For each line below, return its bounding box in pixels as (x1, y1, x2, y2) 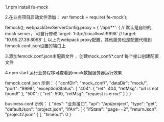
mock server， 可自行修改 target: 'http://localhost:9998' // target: (5, 31, 137, 36)
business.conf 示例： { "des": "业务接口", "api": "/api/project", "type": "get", (5, 101, 158, 106)
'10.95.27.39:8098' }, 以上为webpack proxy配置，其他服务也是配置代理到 (5, 37, 152, 42)
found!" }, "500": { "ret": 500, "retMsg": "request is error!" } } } (5, 91, 131, 97)
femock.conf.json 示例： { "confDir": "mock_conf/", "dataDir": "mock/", (5, 80, 148, 86)
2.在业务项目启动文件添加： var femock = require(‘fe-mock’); (5, 14, 128, 20)
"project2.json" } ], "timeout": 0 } (5, 112, 71, 117)
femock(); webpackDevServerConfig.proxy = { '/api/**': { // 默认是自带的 (5, 24, 152, 30)
